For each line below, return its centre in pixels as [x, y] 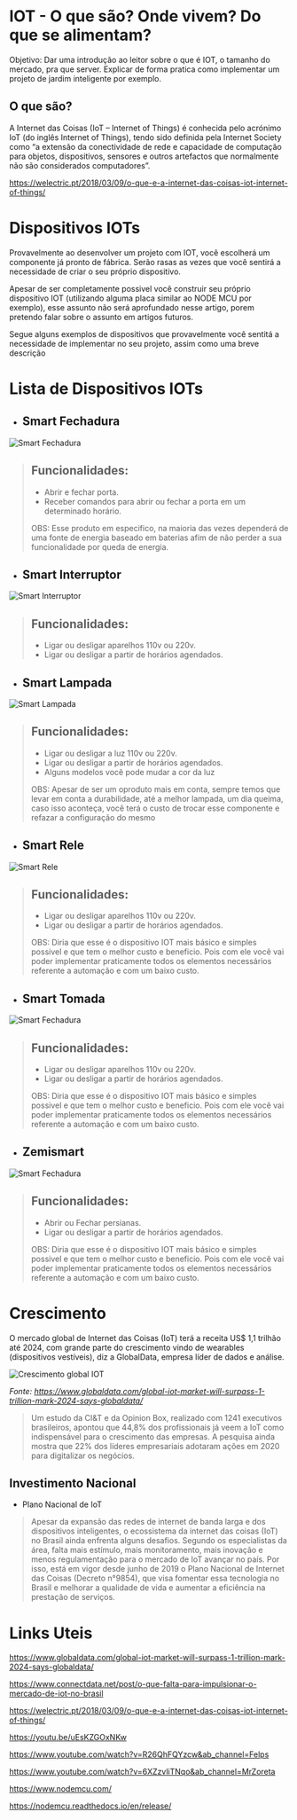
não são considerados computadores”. [80, 165]
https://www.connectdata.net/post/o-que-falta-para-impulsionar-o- [133, 1684]
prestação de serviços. [73, 1597]
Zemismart [53, 1152]
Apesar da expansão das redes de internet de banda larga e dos [148, 1522]
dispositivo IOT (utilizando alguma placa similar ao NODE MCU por [131, 298]
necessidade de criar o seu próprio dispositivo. [95, 271]
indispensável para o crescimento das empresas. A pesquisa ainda [153, 1436]
